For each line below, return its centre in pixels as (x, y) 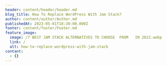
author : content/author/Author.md (41, 19)
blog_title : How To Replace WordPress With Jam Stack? (63, 14)
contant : (14, 51)
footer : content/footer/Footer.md (41, 28)
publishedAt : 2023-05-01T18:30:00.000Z (47, 24)
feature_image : (21, 33)
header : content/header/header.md (41, 10)
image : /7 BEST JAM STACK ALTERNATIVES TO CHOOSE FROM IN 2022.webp (86, 38)
